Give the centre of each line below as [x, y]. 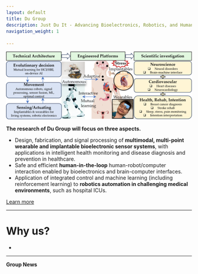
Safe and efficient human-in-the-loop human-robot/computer [90, 165]
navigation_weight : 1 [33, 31]
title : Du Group [26, 19]
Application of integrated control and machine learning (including [94, 178]
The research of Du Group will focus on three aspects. [74, 129]
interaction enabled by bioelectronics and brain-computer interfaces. [98, 172]
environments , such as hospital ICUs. [61, 190]
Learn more [20, 202]
